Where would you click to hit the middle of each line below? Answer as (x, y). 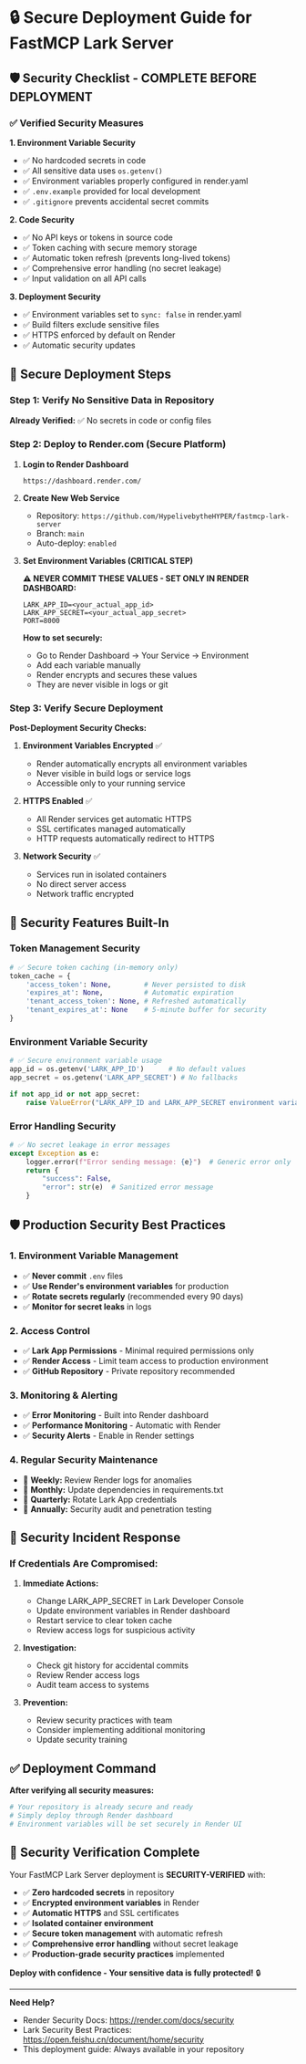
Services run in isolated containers (101, 875)
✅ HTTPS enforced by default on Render (99, 335)
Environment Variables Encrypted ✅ (92, 745)
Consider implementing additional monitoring (121, 1730)
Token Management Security (75, 948)
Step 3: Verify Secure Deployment (87, 708)
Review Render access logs (88, 1675)
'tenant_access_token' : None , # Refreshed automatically (136, 1001)
